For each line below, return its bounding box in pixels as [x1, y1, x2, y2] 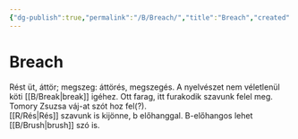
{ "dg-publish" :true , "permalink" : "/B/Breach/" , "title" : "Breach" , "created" [9, 13, 291, 22]
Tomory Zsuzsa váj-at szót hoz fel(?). [9, 100, 148, 111]
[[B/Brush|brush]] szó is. [9, 119, 100, 130]
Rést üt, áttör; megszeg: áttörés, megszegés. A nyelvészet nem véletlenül [9, 82, 280, 92]
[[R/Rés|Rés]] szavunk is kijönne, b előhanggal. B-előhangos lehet [9, 109, 253, 121]
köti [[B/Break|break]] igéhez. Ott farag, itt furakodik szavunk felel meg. [9, 91, 273, 101]
